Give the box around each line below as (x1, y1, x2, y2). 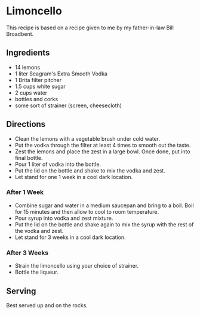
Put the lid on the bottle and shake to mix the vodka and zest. (14, 166, 165, 174)
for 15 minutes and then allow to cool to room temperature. (14, 208, 159, 215)
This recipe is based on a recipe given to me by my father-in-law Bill (6, 24, 174, 31)
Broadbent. (6, 30, 34, 37)
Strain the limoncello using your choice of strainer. (14, 262, 139, 269)
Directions (6, 119, 46, 129)
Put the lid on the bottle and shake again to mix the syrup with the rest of (14, 220, 194, 228)
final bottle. (14, 154, 43, 161)
